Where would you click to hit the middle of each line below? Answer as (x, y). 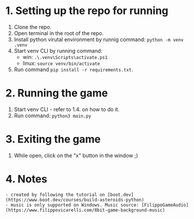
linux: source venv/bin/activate (61, 63)
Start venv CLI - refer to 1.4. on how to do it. (67, 109)
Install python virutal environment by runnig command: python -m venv (99, 39)
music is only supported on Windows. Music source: (75, 205)
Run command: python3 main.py (53, 115)
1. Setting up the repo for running (87, 11)
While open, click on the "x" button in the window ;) (76, 155)
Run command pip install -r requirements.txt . (73, 69)
